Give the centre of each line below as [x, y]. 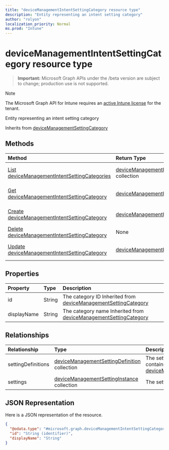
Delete [16, 229]
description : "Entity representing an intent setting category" [74, 15]
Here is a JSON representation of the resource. [54, 415]
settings [17, 382]
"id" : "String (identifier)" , [41, 434]
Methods [20, 144]
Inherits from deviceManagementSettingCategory [57, 128]
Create [16, 211]
